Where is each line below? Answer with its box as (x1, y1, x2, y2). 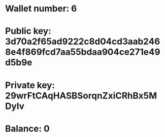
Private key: (5, 79, 55, 91)
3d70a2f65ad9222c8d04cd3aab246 (5, 36, 160, 47)
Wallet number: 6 (5, 3, 77, 14)
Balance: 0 (5, 123, 50, 134)
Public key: (5, 26, 52, 37)
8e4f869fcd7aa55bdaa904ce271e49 (5, 46, 161, 58)
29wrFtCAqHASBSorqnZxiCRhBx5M (5, 90, 157, 101)
